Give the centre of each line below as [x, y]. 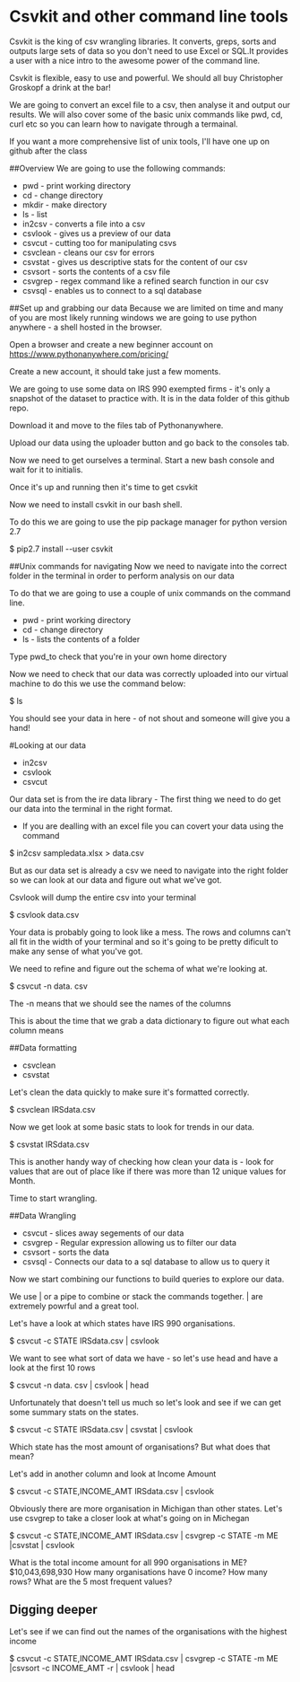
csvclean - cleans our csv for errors [88, 252]
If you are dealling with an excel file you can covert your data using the [153, 826]
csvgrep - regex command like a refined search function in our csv [145, 281]
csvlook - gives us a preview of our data [97, 233]
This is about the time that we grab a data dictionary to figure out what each [149, 1020]
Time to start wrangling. [53, 1198]
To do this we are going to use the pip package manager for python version [148, 522]
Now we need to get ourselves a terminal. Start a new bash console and [142, 460]
